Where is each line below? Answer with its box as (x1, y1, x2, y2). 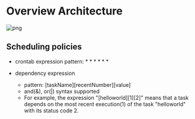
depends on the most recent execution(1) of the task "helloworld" (23, 100, 187, 108)
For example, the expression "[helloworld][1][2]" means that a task (23, 94, 189, 101)
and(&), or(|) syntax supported (23, 88, 100, 95)
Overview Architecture (6, 4, 123, 18)
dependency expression (14, 69, 75, 77)
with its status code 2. (23, 107, 79, 114)
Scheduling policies (6, 42, 82, 52)
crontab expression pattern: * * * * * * (14, 57, 109, 65)
